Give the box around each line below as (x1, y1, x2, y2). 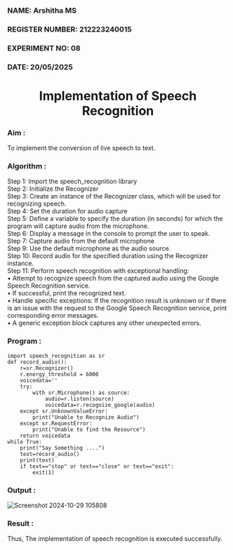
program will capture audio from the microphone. (7, 222, 149, 230)
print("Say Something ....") (20, 444, 105, 451)
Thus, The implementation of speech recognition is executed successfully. (7, 535, 223, 543)
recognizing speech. (7, 199, 67, 208)
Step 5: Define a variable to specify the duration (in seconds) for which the (7, 215, 223, 223)
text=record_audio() (20, 450, 80, 457)
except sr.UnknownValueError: (20, 408, 109, 415)
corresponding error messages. (7, 311, 99, 320)
